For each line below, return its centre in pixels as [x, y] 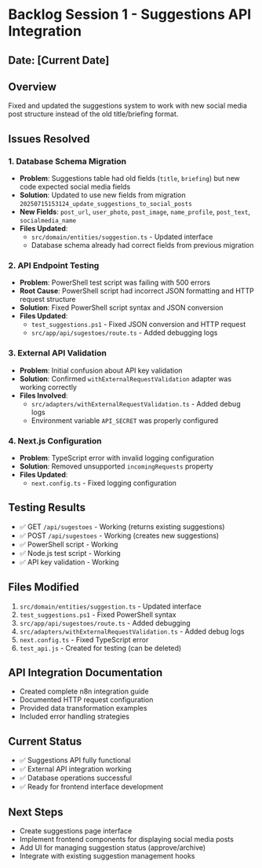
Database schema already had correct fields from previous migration [142, 245]
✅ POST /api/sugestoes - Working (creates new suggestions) [119, 535]
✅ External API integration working [75, 769]
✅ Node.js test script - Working [70, 553]
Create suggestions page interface [76, 831]
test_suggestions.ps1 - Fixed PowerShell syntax [98, 614]
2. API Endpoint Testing [54, 265]
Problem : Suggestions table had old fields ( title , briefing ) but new [130, 178]
